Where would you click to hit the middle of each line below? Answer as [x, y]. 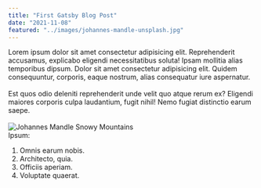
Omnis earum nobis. [52, 150]
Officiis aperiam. [46, 167]
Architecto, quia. [46, 159]
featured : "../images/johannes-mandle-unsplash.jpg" [96, 30]
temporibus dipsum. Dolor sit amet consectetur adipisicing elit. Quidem [123, 69]
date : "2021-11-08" [40, 23]
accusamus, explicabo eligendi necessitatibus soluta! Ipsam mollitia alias [125, 60]
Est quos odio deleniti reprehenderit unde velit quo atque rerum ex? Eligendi [130, 94]
